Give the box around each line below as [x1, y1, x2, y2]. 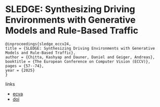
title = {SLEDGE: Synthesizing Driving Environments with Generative [5, 46, 155, 51]
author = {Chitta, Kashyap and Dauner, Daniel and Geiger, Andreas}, [5, 54, 155, 60]
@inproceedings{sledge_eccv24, [5, 41, 71, 46]
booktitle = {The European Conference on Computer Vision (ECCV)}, [5, 59, 151, 64]
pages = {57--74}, [5, 63, 44, 68]
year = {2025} [5, 68, 35, 73]
